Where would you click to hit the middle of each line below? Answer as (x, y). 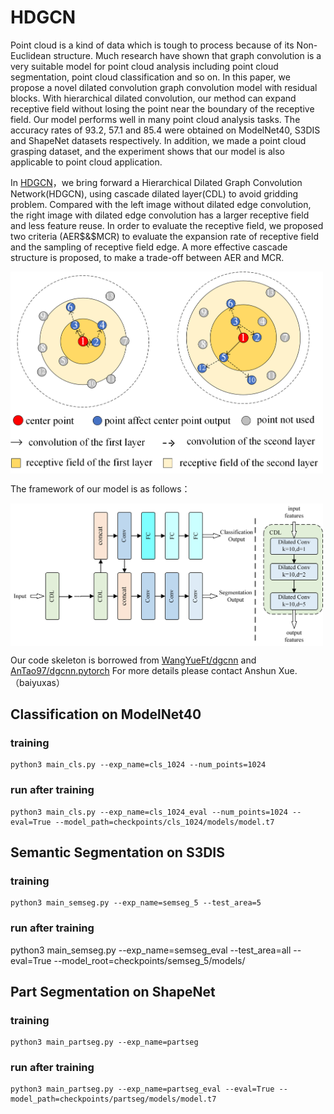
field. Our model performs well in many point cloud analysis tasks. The (155, 119)
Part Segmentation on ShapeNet (113, 991)
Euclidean (31, 55)
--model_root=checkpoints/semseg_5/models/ (149, 960)
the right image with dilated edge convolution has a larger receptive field (160, 215)
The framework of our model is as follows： (100, 488)
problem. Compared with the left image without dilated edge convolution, (161, 204)
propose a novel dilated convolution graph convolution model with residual (164, 87)
